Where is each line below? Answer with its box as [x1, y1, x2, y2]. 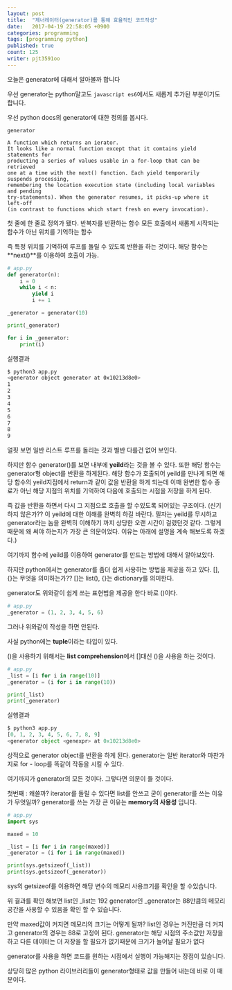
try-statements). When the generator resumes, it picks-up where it [7, 193, 209, 201]
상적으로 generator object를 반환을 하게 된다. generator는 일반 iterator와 [7, 751, 206, 759]
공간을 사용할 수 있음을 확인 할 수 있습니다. [7, 905, 122, 913]
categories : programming [7, 29, 79, 37]
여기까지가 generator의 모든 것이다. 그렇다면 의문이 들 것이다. [7, 774, 174, 783]
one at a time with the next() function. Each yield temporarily [7, 169, 199, 177]
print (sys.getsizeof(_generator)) [7, 869, 107, 876]
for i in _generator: [7, 334, 70, 342]
